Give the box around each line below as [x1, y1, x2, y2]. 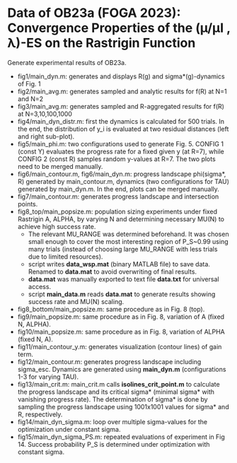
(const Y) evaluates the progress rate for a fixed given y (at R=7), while [17, 147, 224, 156]
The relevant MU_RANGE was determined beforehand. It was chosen [28, 230, 229, 238]
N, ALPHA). [17, 320, 52, 328]
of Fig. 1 [17, 79, 41, 88]
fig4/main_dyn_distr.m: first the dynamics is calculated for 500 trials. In [17, 117, 225, 125]
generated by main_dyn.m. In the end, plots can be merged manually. [17, 184, 219, 193]
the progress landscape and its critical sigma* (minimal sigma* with [17, 387, 214, 396]
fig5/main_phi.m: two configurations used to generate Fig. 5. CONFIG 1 [17, 139, 224, 148]
